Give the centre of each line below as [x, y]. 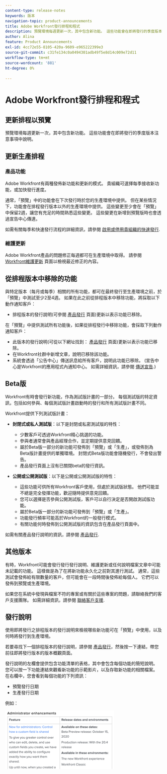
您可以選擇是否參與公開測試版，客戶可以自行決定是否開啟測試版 [85, 499]
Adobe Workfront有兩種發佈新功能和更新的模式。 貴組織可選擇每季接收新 [80, 183]
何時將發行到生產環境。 [29, 636]
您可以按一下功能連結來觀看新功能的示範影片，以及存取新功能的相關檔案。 [81, 670]
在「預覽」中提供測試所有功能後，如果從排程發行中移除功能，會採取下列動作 [83, 325]
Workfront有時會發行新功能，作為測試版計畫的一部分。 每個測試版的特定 [79, 396]
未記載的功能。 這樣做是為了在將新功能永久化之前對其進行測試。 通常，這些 [83, 571]
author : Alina [20, 37]
